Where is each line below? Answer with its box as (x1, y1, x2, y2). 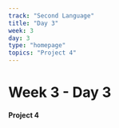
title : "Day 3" (8, 19, 59, 27)
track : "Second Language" (8, 11, 94, 20)
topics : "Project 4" (8, 49, 77, 57)
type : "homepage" (8, 42, 66, 50)
